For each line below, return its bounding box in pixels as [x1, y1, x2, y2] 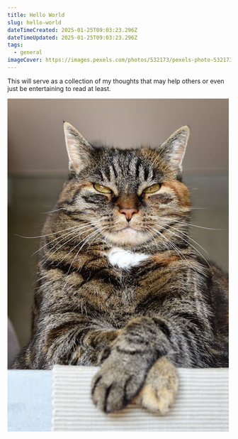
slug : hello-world [7, 18, 62, 26]
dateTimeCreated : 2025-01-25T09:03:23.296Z [7, 26, 138, 33]
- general [13, 49, 42, 56]
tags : [7, 41, 23, 49]
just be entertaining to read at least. [7, 84, 111, 92]
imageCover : [7, 57, 42, 64]
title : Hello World [7, 11, 65, 18]
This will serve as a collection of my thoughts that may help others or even [7, 77, 225, 85]
